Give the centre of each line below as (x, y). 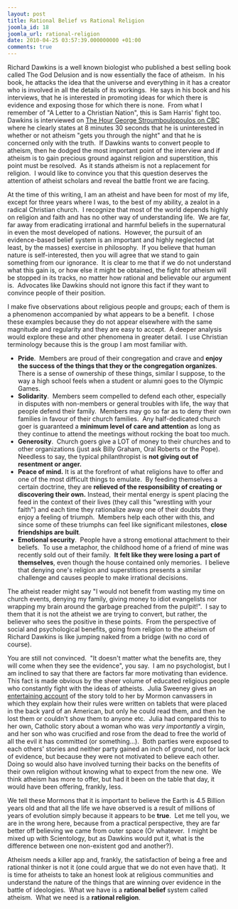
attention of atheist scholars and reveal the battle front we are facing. (109, 181)
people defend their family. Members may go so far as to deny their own (124, 411)
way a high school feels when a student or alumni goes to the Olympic (120, 381)
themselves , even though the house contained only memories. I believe (124, 562)
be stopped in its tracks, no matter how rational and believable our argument (119, 278)
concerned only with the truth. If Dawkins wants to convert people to (109, 143)
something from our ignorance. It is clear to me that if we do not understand (119, 263)
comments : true (30, 47)
